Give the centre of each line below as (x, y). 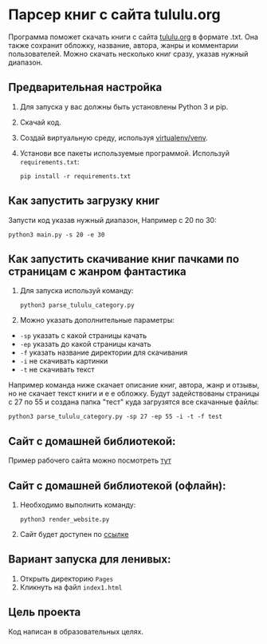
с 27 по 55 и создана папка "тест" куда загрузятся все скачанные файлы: (133, 402)
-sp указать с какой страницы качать (83, 336)
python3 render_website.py (65, 519)
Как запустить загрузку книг (84, 201)
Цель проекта (45, 612)
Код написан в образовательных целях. (76, 631)
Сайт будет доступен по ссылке (74, 534)
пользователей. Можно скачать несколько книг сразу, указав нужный (128, 54)
